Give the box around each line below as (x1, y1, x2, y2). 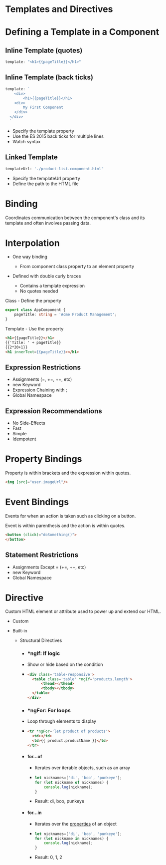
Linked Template (5, 153, 58, 162)
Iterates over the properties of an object (34, 821, 117, 827)
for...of (27, 754, 42, 760)
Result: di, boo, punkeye (34, 798, 85, 804)
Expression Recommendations (5, 407, 102, 415)
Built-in (12, 628, 27, 634)
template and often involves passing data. (5, 220, 91, 226)
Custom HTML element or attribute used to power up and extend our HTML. (5, 608, 161, 614)
